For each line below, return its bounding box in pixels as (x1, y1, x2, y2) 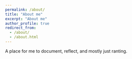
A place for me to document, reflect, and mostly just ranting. (5, 48, 128, 54)
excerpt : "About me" (5, 16, 48, 21)
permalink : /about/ (5, 7, 45, 12)
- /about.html (9, 35, 38, 40)
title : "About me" (5, 12, 43, 17)
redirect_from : (5, 26, 36, 30)
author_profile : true (5, 21, 50, 26)
